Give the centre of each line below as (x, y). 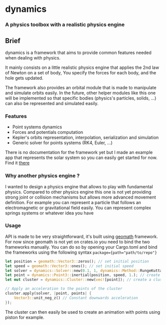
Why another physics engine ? (42, 176)
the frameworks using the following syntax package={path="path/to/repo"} (81, 252)
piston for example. (25, 317)
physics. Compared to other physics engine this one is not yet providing (78, 192)
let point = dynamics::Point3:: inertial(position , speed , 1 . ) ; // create (83, 275)
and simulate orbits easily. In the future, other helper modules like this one (80, 93)
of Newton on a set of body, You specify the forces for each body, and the (81, 72)
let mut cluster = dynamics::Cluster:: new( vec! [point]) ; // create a (78, 280)
